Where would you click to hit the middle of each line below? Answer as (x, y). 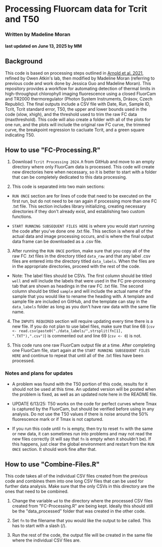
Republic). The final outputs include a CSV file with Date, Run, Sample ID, (78, 104)
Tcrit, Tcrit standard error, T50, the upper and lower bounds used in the (76, 109)
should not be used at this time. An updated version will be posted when (84, 389)
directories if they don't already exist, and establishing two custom (78, 212)
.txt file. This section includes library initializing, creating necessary (79, 206)
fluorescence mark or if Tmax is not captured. (58, 419)
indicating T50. (20, 135)
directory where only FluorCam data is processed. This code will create (83, 167)
